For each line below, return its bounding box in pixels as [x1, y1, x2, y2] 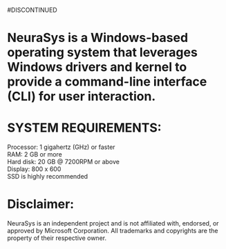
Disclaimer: [7, 197, 75, 212]
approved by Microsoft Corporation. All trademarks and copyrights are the [7, 227, 218, 235]
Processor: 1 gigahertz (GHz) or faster [7, 143, 115, 151]
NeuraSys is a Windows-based [7, 30, 189, 46]
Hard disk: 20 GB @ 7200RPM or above [7, 158, 120, 166]
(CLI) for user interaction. [7, 89, 156, 104]
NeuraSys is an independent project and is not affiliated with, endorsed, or [7, 219, 219, 228]
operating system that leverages [7, 45, 198, 61]
